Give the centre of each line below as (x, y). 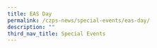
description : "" (31, 27)
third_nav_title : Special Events (57, 34)
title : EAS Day (30, 14)
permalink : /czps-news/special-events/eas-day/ (79, 20)
